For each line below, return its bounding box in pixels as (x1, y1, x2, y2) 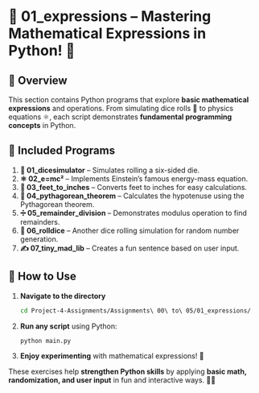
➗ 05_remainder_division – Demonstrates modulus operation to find (19, 208, 248, 217)
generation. (19, 234, 59, 244)
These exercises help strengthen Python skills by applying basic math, (8, 366, 247, 377)
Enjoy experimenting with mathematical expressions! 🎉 (19, 351, 204, 361)
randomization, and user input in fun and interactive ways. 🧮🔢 (8, 375, 216, 385)
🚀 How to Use (8, 270, 76, 283)
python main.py (19, 337, 72, 345)
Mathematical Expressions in (8, 24, 207, 43)
